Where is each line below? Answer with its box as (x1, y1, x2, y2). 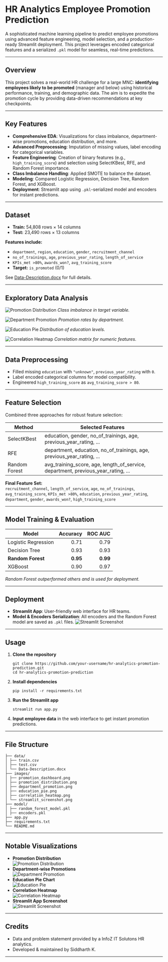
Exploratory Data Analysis (5, 294, 88, 302)
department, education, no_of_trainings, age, (44, 446, 149, 453)
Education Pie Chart (12, 876, 55, 882)
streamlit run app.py (12, 707, 57, 712)
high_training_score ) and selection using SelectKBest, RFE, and (12, 159, 145, 166)
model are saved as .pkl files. (12, 619, 74, 625)
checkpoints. (5, 100, 32, 106)
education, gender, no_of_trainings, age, (44, 432, 139, 439)
